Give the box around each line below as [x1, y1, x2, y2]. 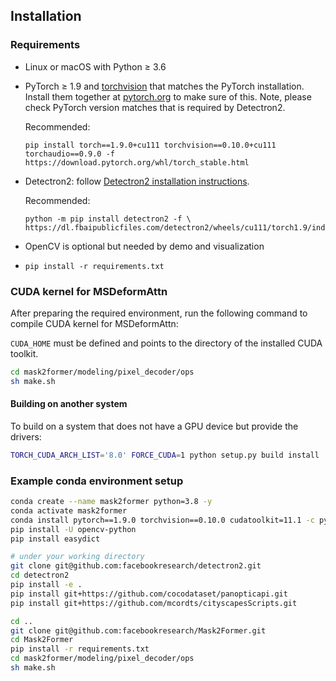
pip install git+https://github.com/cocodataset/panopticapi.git [10, 589, 288, 599]
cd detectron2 [10, 570, 70, 581]
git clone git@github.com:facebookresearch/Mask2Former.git [10, 625, 267, 636]
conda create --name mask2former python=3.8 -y [10, 497, 213, 507]
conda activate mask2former [10, 505, 128, 516]
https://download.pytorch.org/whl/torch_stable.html [24, 157, 250, 168]
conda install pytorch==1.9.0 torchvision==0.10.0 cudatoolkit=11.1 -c [10, 515, 315, 525]
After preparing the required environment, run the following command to [10, 307, 308, 319]
